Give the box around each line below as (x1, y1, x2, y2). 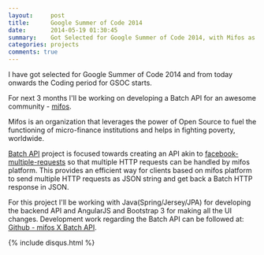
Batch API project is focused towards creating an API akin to (8, 149, 203, 158)
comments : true (8, 48, 58, 56)
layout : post (8, 11, 65, 20)
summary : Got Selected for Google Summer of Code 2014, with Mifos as (8, 33, 256, 42)
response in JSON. (8, 183, 69, 191)
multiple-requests (8, 157, 66, 166)
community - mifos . (8, 102, 73, 111)
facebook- (204, 149, 239, 158)
